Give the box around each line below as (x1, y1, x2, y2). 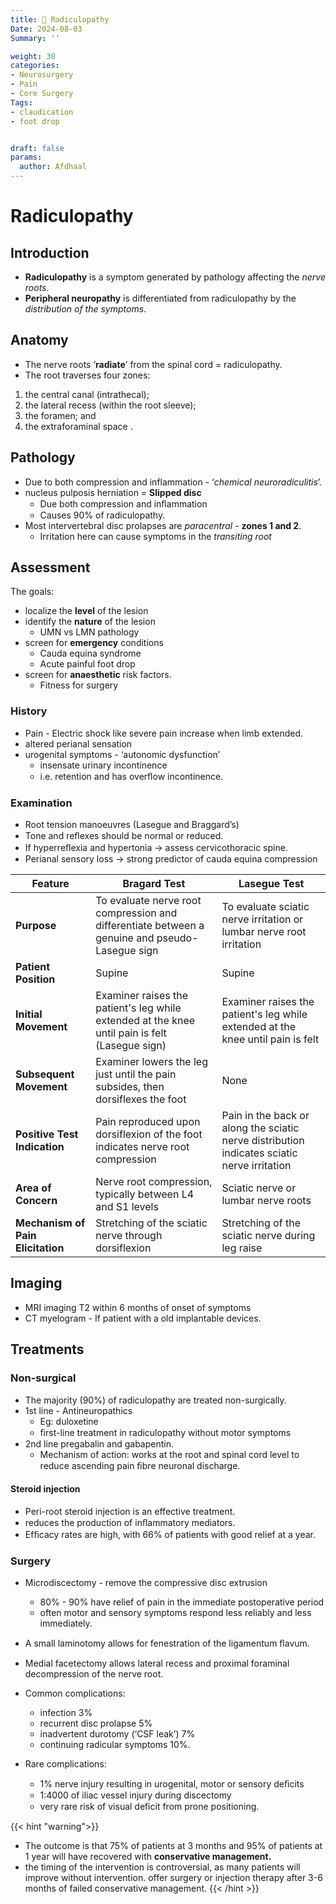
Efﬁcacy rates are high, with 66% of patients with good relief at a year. (24, 1528, 317, 1540)
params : (10, 152, 43, 163)
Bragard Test (122, 877, 186, 891)
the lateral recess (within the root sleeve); (24, 399, 197, 411)
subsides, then (95, 1080, 165, 1094)
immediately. (39, 1617, 93, 1630)
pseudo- (156, 931, 199, 945)
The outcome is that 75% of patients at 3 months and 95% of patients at (24, 1840, 323, 1852)
